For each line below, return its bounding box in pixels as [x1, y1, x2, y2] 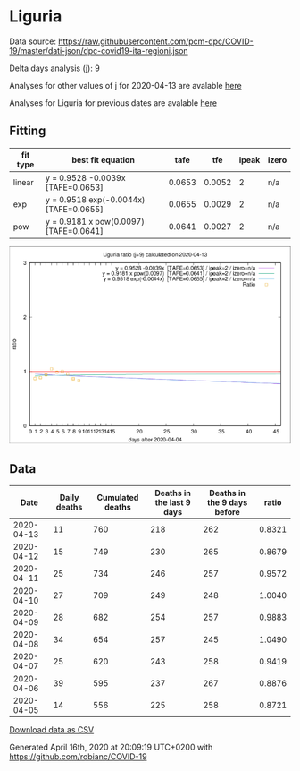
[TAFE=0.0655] [45, 203, 104, 214]
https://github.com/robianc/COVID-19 [9, 751, 147, 762]
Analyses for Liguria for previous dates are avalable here [9, 97, 217, 108]
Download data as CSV [9, 724, 95, 735]
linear [12, 177, 34, 187]
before [214, 506, 240, 517]
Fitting [9, 124, 46, 139]
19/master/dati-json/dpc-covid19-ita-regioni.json [9, 45, 189, 56]
